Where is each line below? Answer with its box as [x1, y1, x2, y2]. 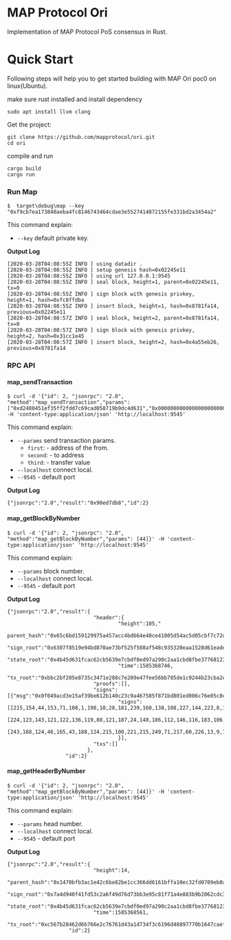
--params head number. [16, 820, 83, 828]
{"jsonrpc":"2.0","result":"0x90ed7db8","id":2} [7, 500, 149, 507]
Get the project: [7, 120, 52, 129]
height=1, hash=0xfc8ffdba [7, 297, 85, 304]
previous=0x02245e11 [7, 309, 67, 316]
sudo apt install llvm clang [7, 108, 91, 115]
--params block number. [16, 567, 85, 575]
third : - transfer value [27, 459, 91, 467]
